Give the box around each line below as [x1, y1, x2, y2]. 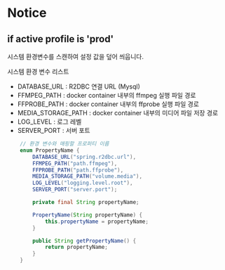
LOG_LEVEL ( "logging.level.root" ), [32, 179, 133, 187]
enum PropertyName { [20, 146, 80, 154]
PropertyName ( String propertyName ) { [32, 211, 142, 219]
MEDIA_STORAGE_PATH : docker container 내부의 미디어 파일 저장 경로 [17, 109, 219, 117]
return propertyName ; [44, 244, 109, 251]
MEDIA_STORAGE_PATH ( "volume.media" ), [32, 173, 142, 180]
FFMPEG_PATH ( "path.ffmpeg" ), [32, 160, 118, 167]
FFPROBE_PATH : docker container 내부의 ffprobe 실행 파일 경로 [17, 100, 200, 108]
